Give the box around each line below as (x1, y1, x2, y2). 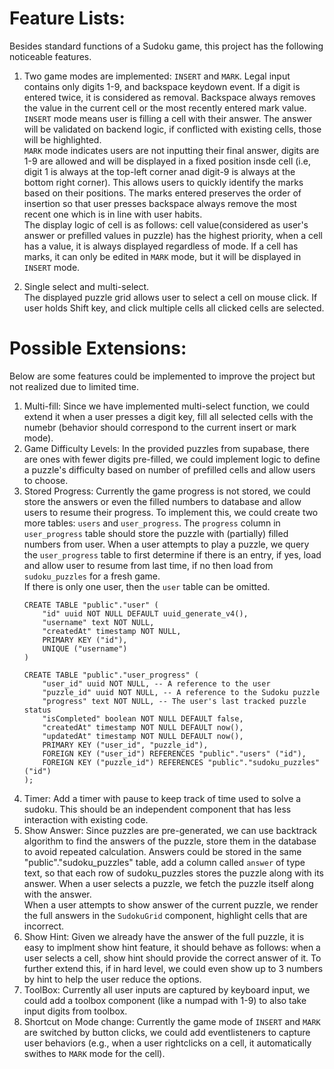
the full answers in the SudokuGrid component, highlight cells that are (23, 909, 308, 921)
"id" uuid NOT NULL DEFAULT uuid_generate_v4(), (42, 608, 249, 619)
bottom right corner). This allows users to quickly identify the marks (23, 176, 304, 188)
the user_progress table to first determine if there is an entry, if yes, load (23, 548, 322, 561)
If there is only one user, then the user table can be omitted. (23, 580, 271, 592)
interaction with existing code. (23, 813, 149, 826)
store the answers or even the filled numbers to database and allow (23, 495, 302, 507)
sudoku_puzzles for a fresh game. (23, 570, 161, 582)
